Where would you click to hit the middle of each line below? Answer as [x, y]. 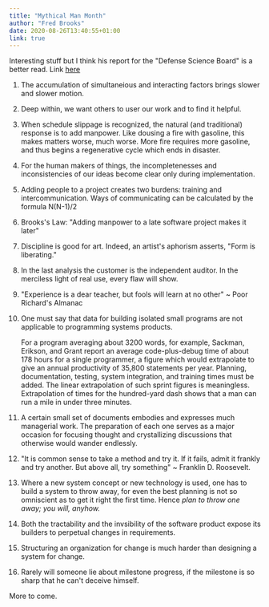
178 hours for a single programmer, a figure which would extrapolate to [138, 360]
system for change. [52, 556]
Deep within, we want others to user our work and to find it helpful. [131, 109]
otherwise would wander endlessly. [79, 443]
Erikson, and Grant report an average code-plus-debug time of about [134, 351]
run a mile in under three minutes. [76, 403]
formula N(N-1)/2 [49, 207]
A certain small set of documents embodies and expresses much [128, 418]
